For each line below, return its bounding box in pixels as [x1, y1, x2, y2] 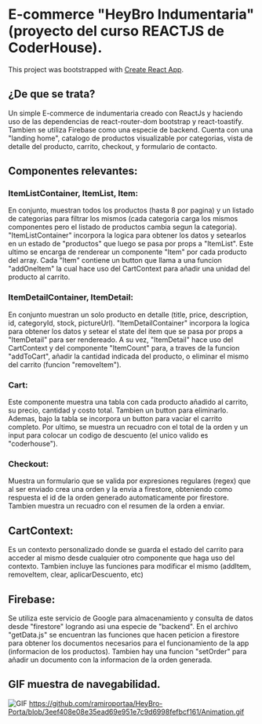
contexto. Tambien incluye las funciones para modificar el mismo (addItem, [8, 562, 252, 571]
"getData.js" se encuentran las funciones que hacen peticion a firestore [8, 630, 239, 639]
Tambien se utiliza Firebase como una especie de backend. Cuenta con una [8, 125, 253, 134]
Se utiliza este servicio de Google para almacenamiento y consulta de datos [8, 613, 253, 623]
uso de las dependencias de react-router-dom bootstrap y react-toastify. [8, 116, 244, 126]
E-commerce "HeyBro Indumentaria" [8, 5, 255, 24]
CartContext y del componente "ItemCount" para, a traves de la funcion [8, 343, 240, 352]
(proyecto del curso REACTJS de [8, 22, 225, 40]
